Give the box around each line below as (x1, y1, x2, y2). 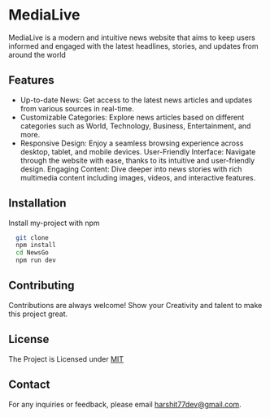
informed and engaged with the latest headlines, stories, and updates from (8, 41, 259, 50)
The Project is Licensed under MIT (8, 354, 124, 363)
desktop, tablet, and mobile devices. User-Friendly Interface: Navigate (20, 146, 256, 156)
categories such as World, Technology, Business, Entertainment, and (20, 120, 251, 131)
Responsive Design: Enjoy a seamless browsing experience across (20, 138, 244, 148)
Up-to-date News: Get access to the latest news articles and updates (20, 95, 253, 105)
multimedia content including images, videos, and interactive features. (20, 172, 256, 182)
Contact (8, 378, 50, 392)
